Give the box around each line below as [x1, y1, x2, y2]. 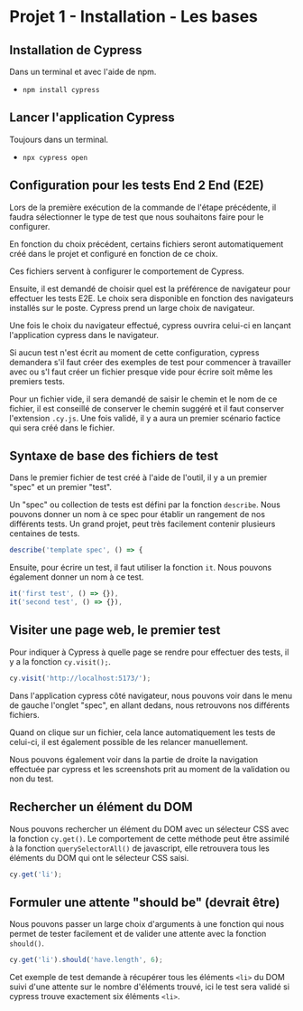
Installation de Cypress [9, 43, 142, 58]
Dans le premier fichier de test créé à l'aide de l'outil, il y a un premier [9, 472, 268, 483]
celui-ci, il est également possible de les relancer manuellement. [9, 736, 249, 747]
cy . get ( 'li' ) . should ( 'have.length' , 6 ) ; [9, 956, 164, 965]
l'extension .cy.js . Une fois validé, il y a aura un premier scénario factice [9, 412, 281, 423]
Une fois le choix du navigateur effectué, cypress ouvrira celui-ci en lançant [9, 319, 291, 331]
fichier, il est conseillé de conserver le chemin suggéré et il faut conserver [9, 402, 285, 413]
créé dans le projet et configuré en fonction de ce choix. [9, 248, 218, 259]
